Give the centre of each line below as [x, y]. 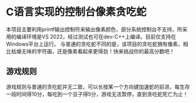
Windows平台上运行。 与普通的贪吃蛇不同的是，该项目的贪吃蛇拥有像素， [94, 44]
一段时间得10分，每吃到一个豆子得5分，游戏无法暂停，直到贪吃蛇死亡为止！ [97, 94]
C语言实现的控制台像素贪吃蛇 [76, 12]
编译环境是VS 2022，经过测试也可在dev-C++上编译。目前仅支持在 [96, 36]
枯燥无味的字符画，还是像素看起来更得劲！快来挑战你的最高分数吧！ [93, 51]
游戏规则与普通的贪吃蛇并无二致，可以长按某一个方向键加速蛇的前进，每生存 [98, 87]
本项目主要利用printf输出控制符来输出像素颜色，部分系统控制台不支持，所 [94, 29]
